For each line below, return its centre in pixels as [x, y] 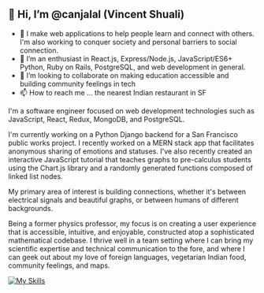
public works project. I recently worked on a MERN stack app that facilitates [131, 143]
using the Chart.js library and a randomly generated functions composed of [131, 168]
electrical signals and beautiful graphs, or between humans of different [123, 200]
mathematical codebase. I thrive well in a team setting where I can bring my [131, 240]
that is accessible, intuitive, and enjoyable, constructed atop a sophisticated [131, 232]
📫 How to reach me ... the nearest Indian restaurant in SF [113, 92]
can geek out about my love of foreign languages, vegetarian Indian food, [127, 257]
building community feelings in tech [78, 83]
